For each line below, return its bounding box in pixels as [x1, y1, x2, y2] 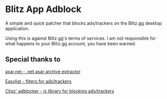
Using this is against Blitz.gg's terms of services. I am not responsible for [5, 35, 156, 41]
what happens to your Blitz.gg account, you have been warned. [5, 40, 136, 46]
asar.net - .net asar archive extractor [5, 68, 81, 74]
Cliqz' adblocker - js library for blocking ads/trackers [5, 88, 114, 94]
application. [5, 25, 30, 31]
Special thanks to [5, 55, 61, 64]
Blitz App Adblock [5, 4, 82, 15]
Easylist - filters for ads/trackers [5, 78, 72, 84]
